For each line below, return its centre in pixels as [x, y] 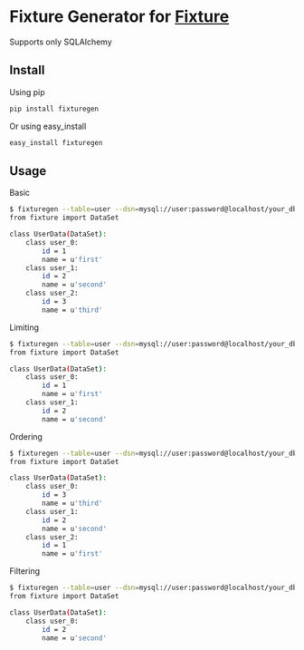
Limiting [24, 327]
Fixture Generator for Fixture [119, 17]
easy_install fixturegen [56, 142]
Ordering [26, 436]
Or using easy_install [48, 126]
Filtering [25, 571]
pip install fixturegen [54, 109]
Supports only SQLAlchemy [61, 42]
